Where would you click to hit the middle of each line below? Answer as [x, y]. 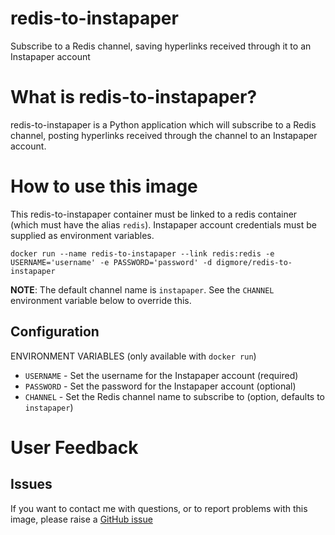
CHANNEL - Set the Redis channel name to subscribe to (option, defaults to [174, 396]
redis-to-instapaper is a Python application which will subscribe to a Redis [163, 124]
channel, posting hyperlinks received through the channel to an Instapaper [164, 135]
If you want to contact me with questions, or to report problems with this [159, 508]
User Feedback [74, 447]
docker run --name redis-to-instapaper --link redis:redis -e [142, 253]
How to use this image [104, 186]
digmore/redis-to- [254, 262]
